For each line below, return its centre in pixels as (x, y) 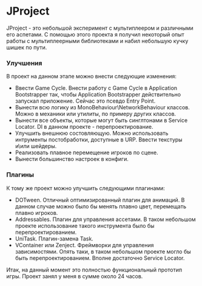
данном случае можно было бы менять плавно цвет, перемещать (101, 206)
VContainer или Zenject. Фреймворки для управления (84, 245)
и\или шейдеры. (36, 146)
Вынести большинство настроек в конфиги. (72, 159)
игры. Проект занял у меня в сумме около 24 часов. (75, 276)
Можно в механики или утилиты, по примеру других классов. (96, 114)
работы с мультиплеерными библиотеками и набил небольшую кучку (97, 41)
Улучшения (24, 63)
